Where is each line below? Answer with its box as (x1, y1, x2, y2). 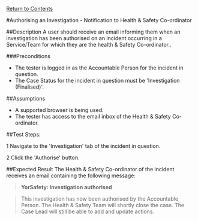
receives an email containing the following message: (6, 172, 136, 179)
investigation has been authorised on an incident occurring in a (6, 35, 162, 41)
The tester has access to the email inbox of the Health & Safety (14, 113, 171, 120)
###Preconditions (6, 53, 51, 59)
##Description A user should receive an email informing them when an (6, 28, 181, 35)
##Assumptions (6, 95, 46, 102)
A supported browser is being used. (14, 107, 104, 113)
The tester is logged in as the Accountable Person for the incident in (14, 64, 184, 71)
